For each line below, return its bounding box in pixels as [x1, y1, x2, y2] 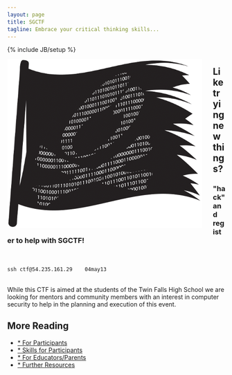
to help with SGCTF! [16, 235, 85, 245]
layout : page [7, 11, 45, 18]
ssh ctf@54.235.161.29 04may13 [7, 266, 107, 273]
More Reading [7, 320, 69, 332]
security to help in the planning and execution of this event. [7, 300, 177, 309]
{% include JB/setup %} [7, 46, 76, 54]
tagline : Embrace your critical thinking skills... [7, 26, 159, 33]
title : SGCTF [7, 18, 45, 26]
